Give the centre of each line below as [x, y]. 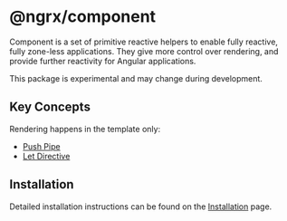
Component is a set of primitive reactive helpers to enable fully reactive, [144, 42]
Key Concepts [50, 107]
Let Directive [46, 156]
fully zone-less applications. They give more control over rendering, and [144, 51]
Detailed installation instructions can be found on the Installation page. [141, 207]
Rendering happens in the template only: [85, 129]
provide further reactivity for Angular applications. [103, 61]
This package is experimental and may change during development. [136, 78]
